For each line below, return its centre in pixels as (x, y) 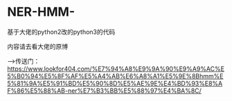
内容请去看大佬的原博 (37, 46)
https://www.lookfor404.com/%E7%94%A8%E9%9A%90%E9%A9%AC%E (116, 69)
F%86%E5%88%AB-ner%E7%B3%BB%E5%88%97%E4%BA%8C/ (105, 91)
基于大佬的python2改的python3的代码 (61, 32)
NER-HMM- (41, 12)
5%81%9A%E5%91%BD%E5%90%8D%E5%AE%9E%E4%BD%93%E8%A (115, 83)
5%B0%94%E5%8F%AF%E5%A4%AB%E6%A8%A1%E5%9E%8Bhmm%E (115, 76)
